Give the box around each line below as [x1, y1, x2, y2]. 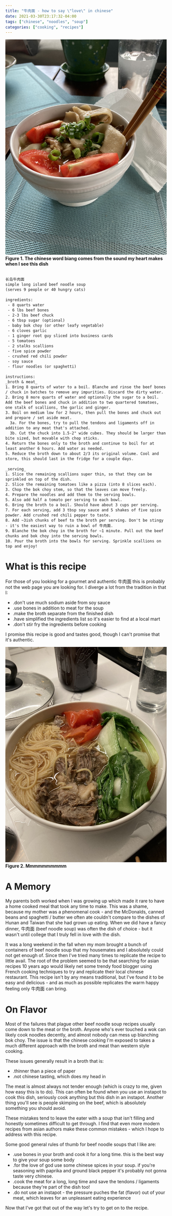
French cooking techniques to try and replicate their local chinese [5, 969, 144, 975]
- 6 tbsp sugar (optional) [7, 318, 66, 323]
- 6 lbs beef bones [7, 308, 50, 313]
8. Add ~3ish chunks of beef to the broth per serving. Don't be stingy [5, 518, 164, 523]
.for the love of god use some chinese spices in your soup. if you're [12, 1162, 155, 1168]
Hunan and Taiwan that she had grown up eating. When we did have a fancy [5, 920, 166, 926]
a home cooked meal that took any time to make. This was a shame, [5, 903, 148, 909]
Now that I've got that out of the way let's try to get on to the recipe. [5, 1205, 149, 1211]
